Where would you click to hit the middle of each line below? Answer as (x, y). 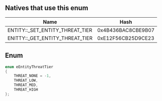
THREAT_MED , (26, 85)
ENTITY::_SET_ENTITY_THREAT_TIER (50, 30)
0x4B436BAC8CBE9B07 (126, 30)
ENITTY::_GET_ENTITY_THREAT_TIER (50, 38)
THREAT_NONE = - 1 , (32, 76)
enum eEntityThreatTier (29, 67)
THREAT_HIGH (26, 90)
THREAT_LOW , (26, 80)
